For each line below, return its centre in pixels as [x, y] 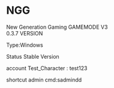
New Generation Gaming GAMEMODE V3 [57, 27]
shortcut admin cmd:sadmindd [44, 80]
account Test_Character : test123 [47, 68]
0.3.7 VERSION [25, 33]
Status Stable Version [33, 56]
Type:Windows [25, 45]
